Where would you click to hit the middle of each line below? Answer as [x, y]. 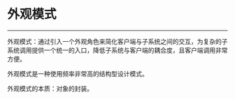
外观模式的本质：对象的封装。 [50, 89]
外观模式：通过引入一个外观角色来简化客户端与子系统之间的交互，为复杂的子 [117, 41]
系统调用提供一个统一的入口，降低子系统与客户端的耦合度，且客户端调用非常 [117, 50]
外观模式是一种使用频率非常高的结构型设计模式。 [78, 73]
